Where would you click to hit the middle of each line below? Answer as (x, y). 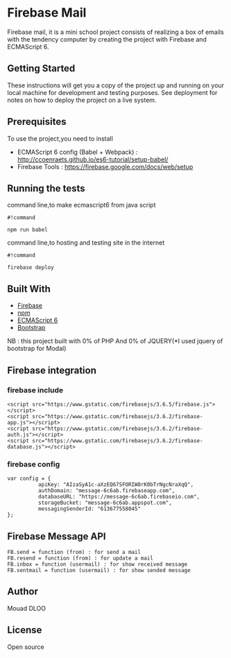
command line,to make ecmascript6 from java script (82, 205)
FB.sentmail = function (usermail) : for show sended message (99, 570)
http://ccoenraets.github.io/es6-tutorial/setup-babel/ (93, 159)
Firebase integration (52, 370)
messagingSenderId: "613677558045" (89, 509)
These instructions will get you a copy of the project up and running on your (115, 85)
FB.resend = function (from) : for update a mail (80, 558)
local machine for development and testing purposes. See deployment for (112, 92)
